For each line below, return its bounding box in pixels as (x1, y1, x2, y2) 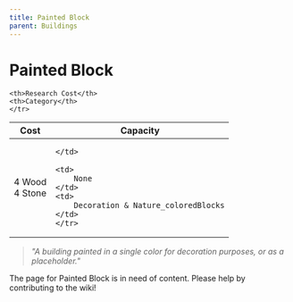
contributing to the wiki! (9, 282, 96, 293)
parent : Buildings (9, 21, 78, 30)
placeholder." (30, 256, 80, 266)
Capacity (120, 124, 161, 137)
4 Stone (13, 187, 47, 199)
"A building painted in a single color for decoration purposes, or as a (30, 247, 284, 257)
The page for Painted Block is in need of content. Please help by (9, 273, 246, 284)
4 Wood (13, 176, 47, 189)
